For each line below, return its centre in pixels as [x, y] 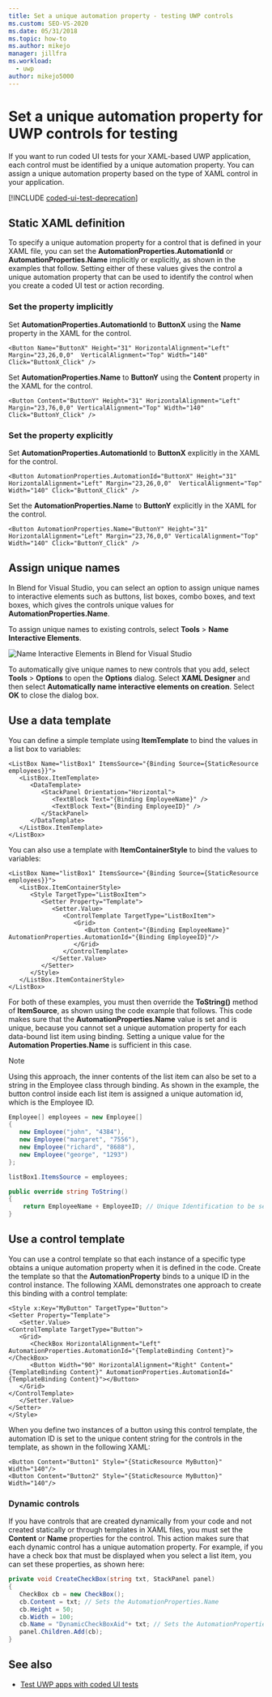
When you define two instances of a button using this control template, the [133, 1429]
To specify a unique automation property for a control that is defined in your [135, 243]
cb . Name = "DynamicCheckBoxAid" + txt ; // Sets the [106, 1624]
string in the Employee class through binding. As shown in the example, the [134, 1085]
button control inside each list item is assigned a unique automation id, [126, 1093]
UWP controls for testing [93, 133]
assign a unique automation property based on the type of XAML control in [133, 173]
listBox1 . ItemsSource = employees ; [68, 1177]
